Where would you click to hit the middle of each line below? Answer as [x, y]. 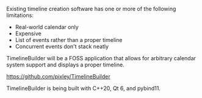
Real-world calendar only [47, 27]
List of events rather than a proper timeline [69, 40]
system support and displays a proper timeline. [65, 65]
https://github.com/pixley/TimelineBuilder [59, 76]
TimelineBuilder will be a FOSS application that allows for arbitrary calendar [101, 58]
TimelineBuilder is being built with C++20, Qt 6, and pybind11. [83, 88]
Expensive [28, 33]
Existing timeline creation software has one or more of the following [91, 9]
